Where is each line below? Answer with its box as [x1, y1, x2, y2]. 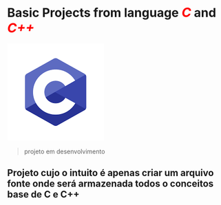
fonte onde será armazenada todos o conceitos [7, 178, 214, 190]
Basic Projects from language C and [7, 4, 217, 21]
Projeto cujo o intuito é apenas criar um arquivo [7, 167, 214, 179]
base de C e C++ [7, 188, 80, 200]
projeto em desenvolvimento [23, 147, 105, 155]
